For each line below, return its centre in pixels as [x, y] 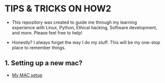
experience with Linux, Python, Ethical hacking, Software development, [84, 27]
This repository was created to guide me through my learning [74, 22]
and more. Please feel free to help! [47, 33]
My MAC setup [27, 75]
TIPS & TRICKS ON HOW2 [58, 9]
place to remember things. [39, 47]
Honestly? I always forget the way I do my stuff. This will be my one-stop [86, 42]
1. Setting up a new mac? [44, 63]
